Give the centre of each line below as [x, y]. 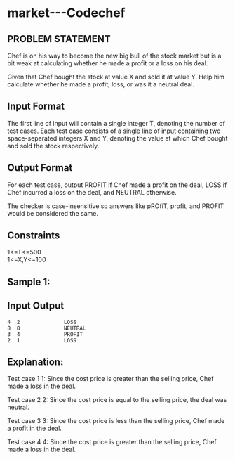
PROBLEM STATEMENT [59, 39]
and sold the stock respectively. [53, 146]
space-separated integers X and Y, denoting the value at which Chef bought [117, 138]
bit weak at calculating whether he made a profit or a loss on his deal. [108, 63]
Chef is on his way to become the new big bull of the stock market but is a [114, 56]
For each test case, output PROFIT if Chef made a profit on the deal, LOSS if [117, 185]
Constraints [34, 236]
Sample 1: [29, 282]
